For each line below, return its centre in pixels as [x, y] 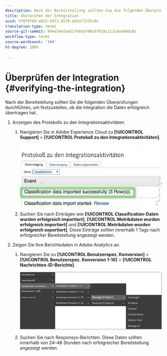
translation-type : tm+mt [31, 26]
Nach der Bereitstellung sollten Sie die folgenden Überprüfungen [72, 102]
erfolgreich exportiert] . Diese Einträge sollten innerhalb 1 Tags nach [90, 230]
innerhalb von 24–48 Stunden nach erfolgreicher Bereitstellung [84, 343]
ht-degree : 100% [22, 47]
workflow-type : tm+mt [28, 37]
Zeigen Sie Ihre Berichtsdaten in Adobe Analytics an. [66, 245]
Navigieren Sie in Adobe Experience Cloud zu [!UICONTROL [82, 132]
